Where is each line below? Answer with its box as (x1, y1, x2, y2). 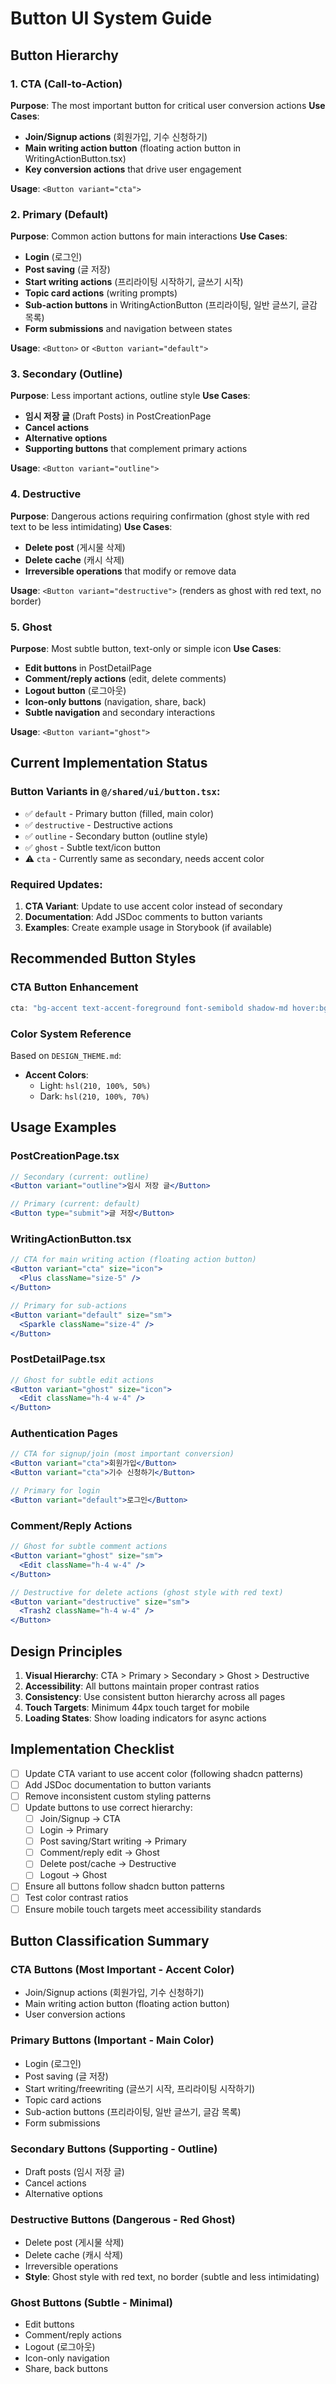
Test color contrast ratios (24, 1892, 129, 1904)
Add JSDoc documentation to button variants (24, 1778, 212, 1791)
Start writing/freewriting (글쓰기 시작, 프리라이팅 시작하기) (24, 2082, 256, 2094)
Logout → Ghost (39, 1869, 108, 1881)
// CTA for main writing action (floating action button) (10, 1255, 257, 1265)
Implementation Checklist (10, 1741, 175, 1758)
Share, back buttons (24, 2363, 109, 2375)
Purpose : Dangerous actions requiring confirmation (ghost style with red (10, 510, 310, 522)
